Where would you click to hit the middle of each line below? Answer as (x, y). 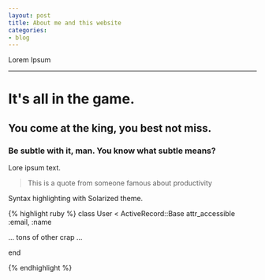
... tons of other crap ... (45, 237)
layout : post (30, 15)
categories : (28, 30)
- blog (19, 37)
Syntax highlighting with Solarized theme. (76, 199)
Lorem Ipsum (30, 60)
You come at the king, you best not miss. (110, 128)
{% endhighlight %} (40, 268)
